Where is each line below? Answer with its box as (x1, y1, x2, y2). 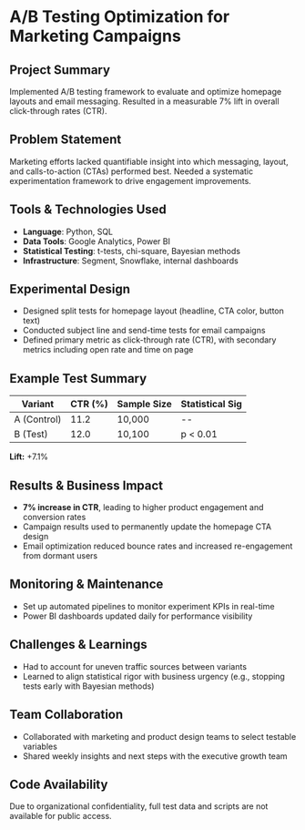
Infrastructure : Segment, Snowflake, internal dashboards (22, 255, 239, 266)
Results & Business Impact (9, 477, 164, 493)
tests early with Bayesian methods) (22, 681, 155, 692)
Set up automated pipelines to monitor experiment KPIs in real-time (22, 600, 275, 611)
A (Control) (14, 413, 62, 425)
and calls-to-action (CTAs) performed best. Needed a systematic (9, 166, 253, 177)
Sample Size (117, 398, 172, 411)
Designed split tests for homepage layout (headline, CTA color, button (22, 305, 285, 316)
